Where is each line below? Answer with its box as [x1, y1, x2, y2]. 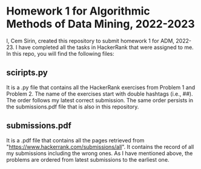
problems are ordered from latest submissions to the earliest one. [6, 156, 170, 163]
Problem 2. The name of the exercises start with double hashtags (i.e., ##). [6, 90, 193, 98]
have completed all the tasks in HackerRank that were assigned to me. [18, 44, 194, 51]
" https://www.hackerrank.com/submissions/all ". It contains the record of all [6, 143, 194, 150]
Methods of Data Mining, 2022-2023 [6, 17, 195, 31]
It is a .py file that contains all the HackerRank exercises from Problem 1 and [6, 84, 196, 91]
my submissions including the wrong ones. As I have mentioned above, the [6, 150, 193, 157]
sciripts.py [6, 68, 48, 78]
